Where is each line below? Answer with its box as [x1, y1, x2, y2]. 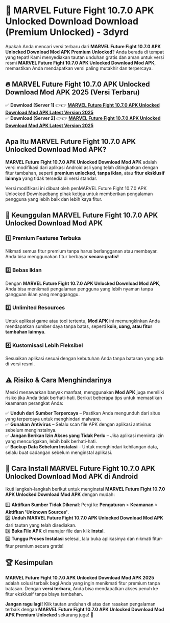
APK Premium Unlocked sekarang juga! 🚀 [5, 612, 93, 618]
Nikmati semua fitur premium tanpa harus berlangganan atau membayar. [5, 248, 158, 254]
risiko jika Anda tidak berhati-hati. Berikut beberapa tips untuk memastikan [5, 394, 162, 401]
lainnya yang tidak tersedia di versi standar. [5, 175, 98, 181]
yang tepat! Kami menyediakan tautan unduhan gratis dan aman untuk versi [5, 54, 164, 60]
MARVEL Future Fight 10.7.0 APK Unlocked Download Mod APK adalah [5, 159, 157, 165]
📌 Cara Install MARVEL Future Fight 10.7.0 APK [5, 464, 156, 473]
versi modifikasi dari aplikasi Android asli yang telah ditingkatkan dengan [5, 164, 158, 171]
